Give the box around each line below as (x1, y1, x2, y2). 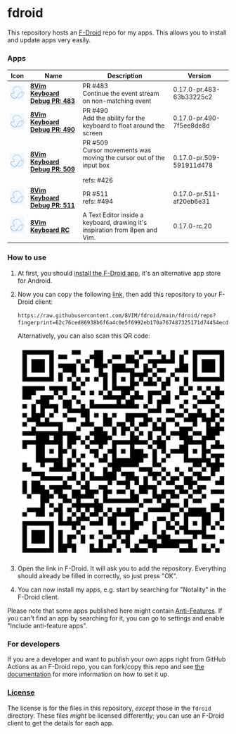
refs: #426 (82, 176, 114, 185)
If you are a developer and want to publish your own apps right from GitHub (7, 655, 226, 663)
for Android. (17, 276, 53, 285)
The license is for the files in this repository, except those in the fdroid (7, 704, 211, 712)
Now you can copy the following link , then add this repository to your (17, 290, 218, 298)
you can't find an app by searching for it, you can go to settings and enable (7, 613, 225, 622)
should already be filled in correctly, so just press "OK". (17, 571, 178, 580)
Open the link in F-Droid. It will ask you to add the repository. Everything (17, 564, 226, 573)
